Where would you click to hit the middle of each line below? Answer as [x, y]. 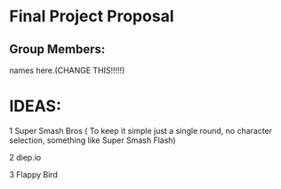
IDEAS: [36, 106]
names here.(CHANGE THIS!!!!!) [67, 70]
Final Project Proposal [92, 16]
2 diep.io [25, 157]
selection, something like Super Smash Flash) [92, 140]
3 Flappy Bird [33, 174]
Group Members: [57, 49]
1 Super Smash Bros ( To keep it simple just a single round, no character [141, 130]
